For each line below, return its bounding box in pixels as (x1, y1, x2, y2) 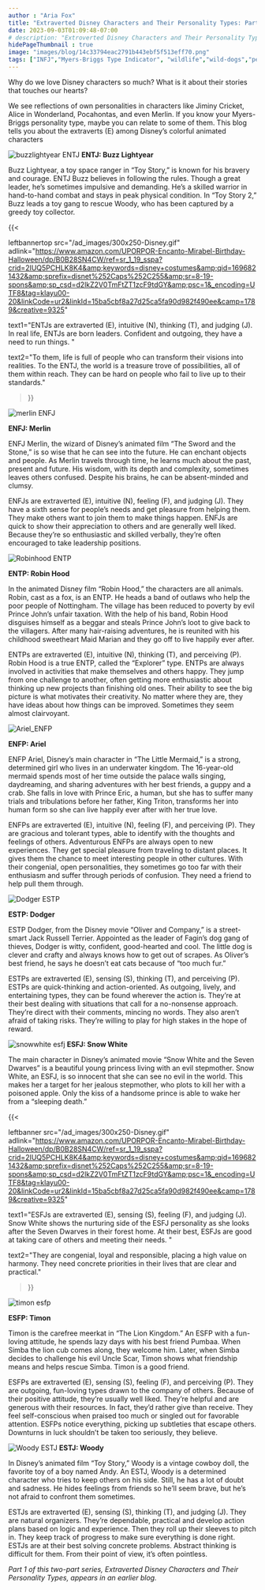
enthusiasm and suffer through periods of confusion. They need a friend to (8, 870, 252, 880)
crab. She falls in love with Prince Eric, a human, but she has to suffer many (8, 788, 254, 797)
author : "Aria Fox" (8, 11, 77, 20)
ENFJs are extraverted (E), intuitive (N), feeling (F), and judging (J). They (8, 495, 244, 506)
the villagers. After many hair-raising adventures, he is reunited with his (8, 626, 241, 635)
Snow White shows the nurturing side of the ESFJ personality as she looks (8, 1218, 250, 1227)
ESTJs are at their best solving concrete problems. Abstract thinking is (8, 1540, 237, 1550)
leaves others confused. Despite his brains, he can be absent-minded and (8, 472, 248, 482)
